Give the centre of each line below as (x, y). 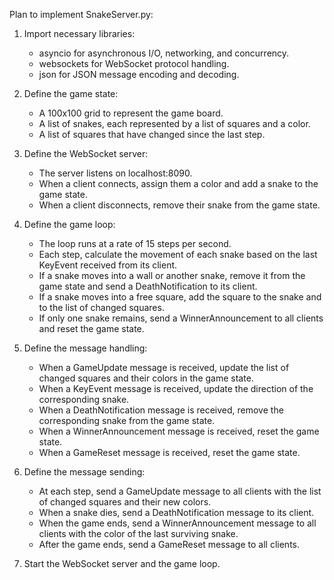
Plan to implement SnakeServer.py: (81, 14)
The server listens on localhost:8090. (115, 173)
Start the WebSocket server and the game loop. (122, 563)
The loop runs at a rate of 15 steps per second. (135, 243)
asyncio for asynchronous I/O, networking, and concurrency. (164, 53)
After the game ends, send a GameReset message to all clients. (169, 544)
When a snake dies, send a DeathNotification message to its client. (176, 512)
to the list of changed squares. (101, 307)
